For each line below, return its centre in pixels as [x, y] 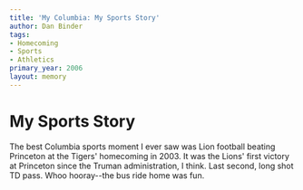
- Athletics [32, 60]
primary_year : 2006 [46, 69]
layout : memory [38, 77]
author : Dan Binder [46, 26]
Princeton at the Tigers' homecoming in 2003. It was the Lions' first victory [150, 156]
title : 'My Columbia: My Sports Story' [85, 18]
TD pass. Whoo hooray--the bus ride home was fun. [107, 175]
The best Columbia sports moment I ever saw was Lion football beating [142, 147]
